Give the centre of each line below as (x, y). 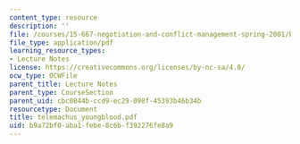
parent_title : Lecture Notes (63, 84)
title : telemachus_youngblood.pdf (74, 117)
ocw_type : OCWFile (43, 76)
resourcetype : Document (54, 109)
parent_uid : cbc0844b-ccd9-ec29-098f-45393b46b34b (105, 101)
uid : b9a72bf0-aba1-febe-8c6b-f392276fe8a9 (92, 126)
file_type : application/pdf (62, 42)
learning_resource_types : (57, 51)
